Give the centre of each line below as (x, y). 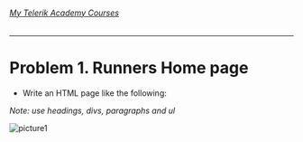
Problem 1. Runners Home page (129, 68)
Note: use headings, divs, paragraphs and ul (92, 111)
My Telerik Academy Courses (64, 13)
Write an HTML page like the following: (94, 93)
